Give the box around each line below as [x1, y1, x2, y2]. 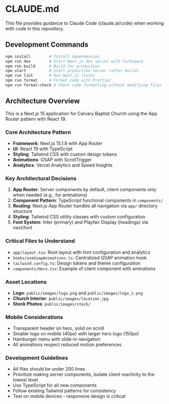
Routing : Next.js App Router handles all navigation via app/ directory [12, 203, 158, 209]
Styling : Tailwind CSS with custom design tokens [12, 151, 117, 157]
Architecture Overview [5, 97, 80, 106]
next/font [12, 225, 32, 231]
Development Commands [5, 41, 89, 49]
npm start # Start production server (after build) [5, 68, 139, 73]
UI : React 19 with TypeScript [12, 146, 73, 152]
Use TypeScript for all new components [12, 382, 97, 389]
